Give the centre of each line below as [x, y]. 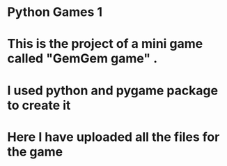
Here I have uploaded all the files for [113, 137]
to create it [39, 105]
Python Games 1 [55, 12]
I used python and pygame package [112, 90]
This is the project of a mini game [105, 44]
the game [35, 152]
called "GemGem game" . [83, 59]
